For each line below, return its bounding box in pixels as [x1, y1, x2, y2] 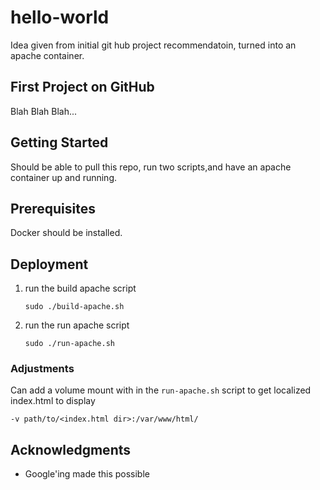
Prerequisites [10, 200, 96, 217]
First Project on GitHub [10, 79, 155, 96]
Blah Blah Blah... [10, 105, 78, 117]
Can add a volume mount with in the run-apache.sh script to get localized [10, 384, 312, 396]
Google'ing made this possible [24, 468, 150, 480]
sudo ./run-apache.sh [24, 339, 115, 349]
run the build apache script [24, 282, 137, 295]
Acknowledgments [10, 441, 132, 458]
